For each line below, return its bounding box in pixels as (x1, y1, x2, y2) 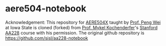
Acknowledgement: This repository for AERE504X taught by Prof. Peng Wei (5, 19, 161, 25)
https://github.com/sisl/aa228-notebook (5, 35, 88, 41)
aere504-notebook (5, 3, 87, 14)
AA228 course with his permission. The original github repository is (5, 30, 144, 36)
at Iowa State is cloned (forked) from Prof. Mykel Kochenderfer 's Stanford (5, 24, 158, 30)
